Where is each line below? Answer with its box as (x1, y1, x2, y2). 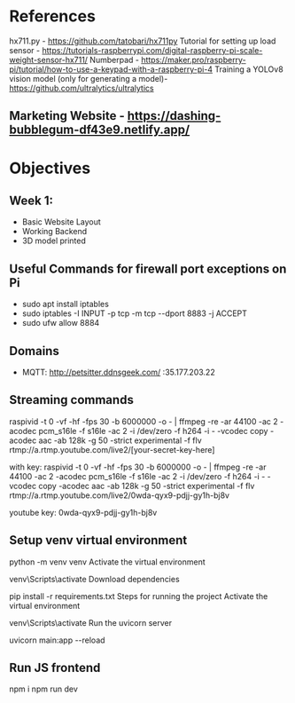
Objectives (9, 158, 91, 178)
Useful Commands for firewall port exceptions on (9, 261, 287, 276)
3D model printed (21, 235, 87, 246)
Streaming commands (9, 392, 135, 407)
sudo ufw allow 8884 (21, 318, 100, 328)
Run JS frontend (9, 660, 101, 675)
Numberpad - (89, 54, 140, 65)
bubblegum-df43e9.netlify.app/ (9, 122, 190, 138)
